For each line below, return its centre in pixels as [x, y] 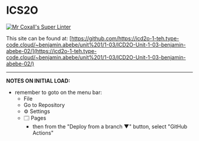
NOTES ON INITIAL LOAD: [38, 80]
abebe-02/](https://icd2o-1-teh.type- [52, 51]
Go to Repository [44, 105]
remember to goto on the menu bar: [58, 92]
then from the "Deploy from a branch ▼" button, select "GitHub [110, 126]
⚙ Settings [37, 111]
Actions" [43, 133]
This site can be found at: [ [39, 38]
